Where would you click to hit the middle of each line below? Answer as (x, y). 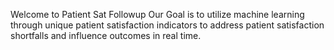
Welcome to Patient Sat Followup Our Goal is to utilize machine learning (157, 14)
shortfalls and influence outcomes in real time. (106, 35)
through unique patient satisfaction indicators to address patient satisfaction (167, 25)
